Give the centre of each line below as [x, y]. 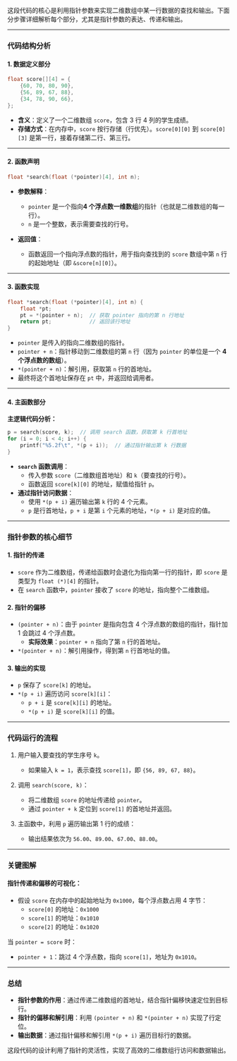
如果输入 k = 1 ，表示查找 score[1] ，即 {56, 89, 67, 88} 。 [114, 770]
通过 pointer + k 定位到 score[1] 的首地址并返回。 [102, 809]
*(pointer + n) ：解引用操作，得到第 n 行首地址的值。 [96, 651]
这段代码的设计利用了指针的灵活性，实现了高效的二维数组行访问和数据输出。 [119, 1050]
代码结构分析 [29, 46]
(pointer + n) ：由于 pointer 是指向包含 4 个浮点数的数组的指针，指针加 [122, 624]
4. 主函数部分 [26, 402]
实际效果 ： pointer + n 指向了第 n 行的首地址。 [96, 642]
